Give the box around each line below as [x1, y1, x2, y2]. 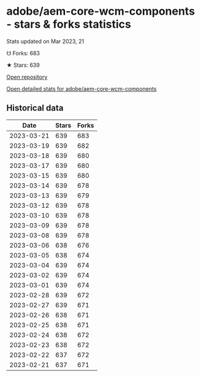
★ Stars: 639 [6, 61, 40, 69]
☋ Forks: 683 [6, 49, 40, 56]
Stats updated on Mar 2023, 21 [6, 37, 85, 45]
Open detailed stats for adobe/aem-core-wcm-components [6, 85, 157, 93]
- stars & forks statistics [6, 17, 132, 31]
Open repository [6, 73, 48, 80]
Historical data [6, 103, 64, 113]
